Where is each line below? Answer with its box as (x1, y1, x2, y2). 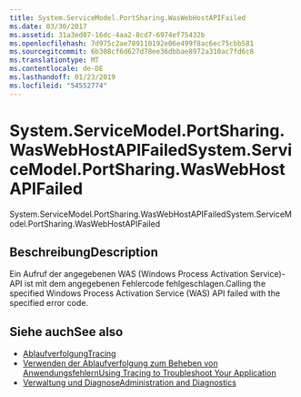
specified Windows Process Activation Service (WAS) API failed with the (9, 288, 280, 299)
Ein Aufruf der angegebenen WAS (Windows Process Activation (9, 269, 248, 280)
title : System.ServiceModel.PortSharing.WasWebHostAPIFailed (9, 13, 246, 23)
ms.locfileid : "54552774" (9, 81, 107, 90)
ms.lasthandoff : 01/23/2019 (9, 73, 116, 82)
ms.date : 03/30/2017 (9, 22, 88, 31)
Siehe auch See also (9, 324, 124, 340)
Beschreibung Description (9, 244, 159, 260)
